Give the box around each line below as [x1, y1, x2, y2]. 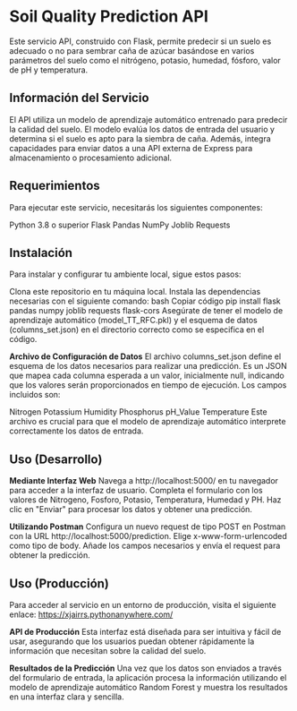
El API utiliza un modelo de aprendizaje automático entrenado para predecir [9, 114, 288, 124]
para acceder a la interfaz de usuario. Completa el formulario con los [9, 485, 263, 496]
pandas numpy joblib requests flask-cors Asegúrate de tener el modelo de [9, 305, 284, 316]
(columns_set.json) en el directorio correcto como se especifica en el [9, 324, 265, 335]
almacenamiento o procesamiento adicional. [9, 152, 173, 163]
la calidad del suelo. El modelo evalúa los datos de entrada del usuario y [9, 124, 276, 134]
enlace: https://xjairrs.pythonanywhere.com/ [9, 609, 174, 620]
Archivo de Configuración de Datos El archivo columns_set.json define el [9, 351, 282, 362]
